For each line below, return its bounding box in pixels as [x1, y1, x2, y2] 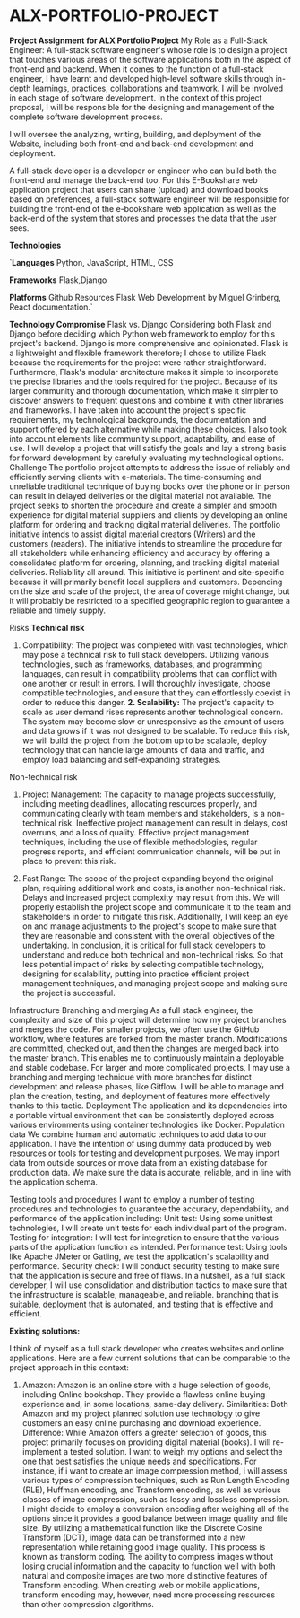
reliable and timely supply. [9, 605, 106, 616]
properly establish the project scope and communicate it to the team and [21, 901, 291, 912]
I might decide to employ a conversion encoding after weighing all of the [21, 1503, 289, 1514]
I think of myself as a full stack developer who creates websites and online [9, 1343, 285, 1353]
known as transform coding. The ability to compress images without [21, 1551, 274, 1561]
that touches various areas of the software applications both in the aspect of [9, 54, 292, 65]
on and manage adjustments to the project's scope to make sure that [21, 921, 277, 931]
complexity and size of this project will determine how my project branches [9, 1014, 287, 1025]
